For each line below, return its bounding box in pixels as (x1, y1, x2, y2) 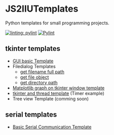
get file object (20, 74, 49, 80)
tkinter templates (5, 44, 61, 53)
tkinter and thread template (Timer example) (12, 90, 104, 96)
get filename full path (20, 69, 65, 75)
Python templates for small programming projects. (5, 20, 109, 26)
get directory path (20, 79, 58, 85)
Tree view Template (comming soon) (12, 95, 89, 102)
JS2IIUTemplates (5, 3, 79, 15)
